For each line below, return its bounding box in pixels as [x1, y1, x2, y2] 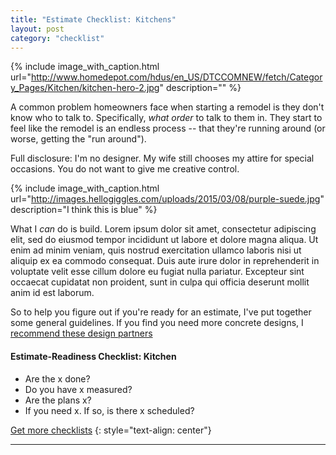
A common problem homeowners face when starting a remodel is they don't [10, 101, 325, 113]
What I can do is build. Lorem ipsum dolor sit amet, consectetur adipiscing [10, 223, 317, 235]
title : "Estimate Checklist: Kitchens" [10, 14, 177, 25]
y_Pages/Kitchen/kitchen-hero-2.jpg [10, 82, 160, 94]
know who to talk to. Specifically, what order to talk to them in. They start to [10, 112, 323, 124]
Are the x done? [24, 372, 91, 385]
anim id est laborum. [10, 287, 95, 299]
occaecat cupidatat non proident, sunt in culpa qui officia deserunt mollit [10, 276, 310, 288]
